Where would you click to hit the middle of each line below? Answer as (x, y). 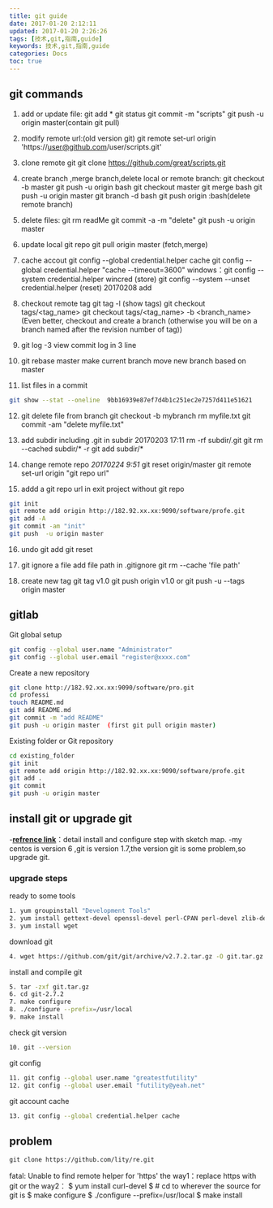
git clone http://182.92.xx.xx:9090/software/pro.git (102, 688)
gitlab (24, 615)
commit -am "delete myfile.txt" (73, 424)
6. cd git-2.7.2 (36, 994)
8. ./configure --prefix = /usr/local (71, 1010)
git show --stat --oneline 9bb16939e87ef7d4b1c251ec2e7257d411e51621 (131, 400)
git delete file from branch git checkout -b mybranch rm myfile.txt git (136, 415)
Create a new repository (49, 672)
